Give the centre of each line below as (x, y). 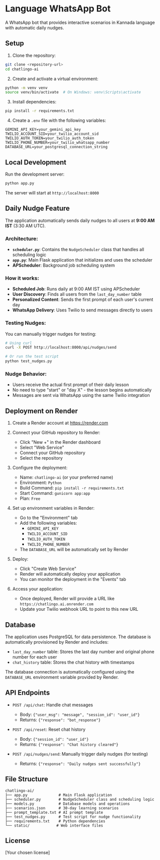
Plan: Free (30, 498)
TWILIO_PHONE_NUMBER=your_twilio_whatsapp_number (58, 143)
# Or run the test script (32, 357)
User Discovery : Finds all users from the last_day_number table (77, 294)
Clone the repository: (34, 55)
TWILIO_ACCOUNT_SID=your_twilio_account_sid (52, 134)
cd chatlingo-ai (22, 69)
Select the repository (41, 458)
